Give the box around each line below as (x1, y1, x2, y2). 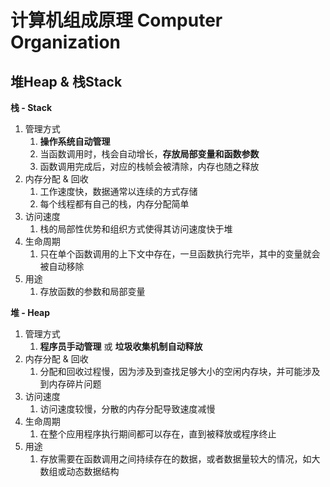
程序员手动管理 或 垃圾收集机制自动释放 (39, 341, 203, 352)
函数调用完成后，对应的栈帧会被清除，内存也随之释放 (39, 161, 260, 172)
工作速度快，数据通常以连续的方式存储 (39, 186, 198, 197)
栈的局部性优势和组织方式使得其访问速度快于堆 (39, 223, 233, 235)
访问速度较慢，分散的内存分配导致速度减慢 (39, 403, 216, 415)
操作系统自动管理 (39, 136, 111, 147)
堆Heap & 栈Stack (10, 73, 123, 90)
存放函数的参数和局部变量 (39, 286, 146, 297)
